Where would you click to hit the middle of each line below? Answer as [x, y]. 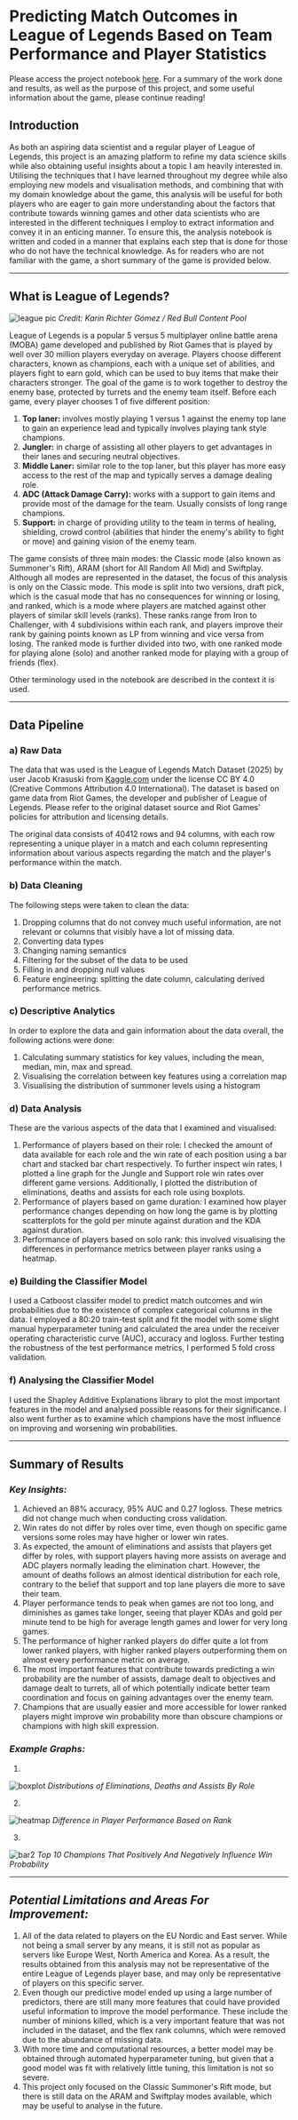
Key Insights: [38, 1490]
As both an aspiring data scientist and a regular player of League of [132, 147]
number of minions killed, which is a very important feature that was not [153, 2020]
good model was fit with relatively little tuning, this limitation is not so [148, 2068]
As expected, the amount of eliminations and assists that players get [147, 1547]
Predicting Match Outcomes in [123, 16]
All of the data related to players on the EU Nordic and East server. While [155, 1935]
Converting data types [63, 941]
